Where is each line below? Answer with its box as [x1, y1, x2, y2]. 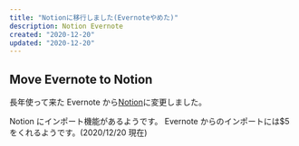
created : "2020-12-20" [9, 30, 95, 39]
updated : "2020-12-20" [9, 38, 95, 48]
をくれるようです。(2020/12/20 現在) [9, 127, 148, 138]
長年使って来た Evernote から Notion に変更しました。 [9, 96, 207, 108]
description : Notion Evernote [9, 22, 124, 31]
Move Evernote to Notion [9, 71, 153, 87]
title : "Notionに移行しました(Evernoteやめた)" [9, 13, 178, 23]
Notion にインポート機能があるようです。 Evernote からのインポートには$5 [9, 116, 290, 127]
